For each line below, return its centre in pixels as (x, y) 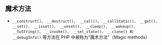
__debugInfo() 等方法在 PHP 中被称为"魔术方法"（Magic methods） (81, 37)
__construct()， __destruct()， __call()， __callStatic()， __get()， (86, 21)
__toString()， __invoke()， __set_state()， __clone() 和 (73, 32)
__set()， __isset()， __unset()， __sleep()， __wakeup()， (75, 26)
